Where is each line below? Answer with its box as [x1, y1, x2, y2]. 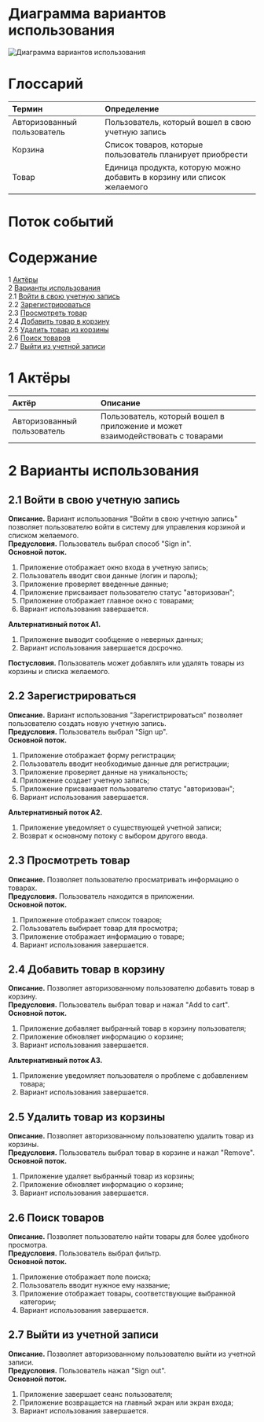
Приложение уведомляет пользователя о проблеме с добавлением [19, 1071, 249, 1080]
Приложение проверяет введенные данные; [19, 579, 169, 588]
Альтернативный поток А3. [8, 1056, 103, 1065]
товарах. [8, 883, 38, 892]
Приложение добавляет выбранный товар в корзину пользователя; [19, 1024, 247, 1033]
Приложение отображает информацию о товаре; [19, 932, 185, 941]
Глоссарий [8, 75, 84, 93]
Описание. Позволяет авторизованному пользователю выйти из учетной [8, 1349, 256, 1358]
